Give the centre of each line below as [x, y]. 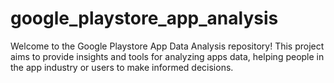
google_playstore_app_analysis [144, 18]
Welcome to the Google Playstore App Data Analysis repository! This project [167, 46]
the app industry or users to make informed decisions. [122, 67]
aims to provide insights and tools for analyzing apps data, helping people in [167, 56]
